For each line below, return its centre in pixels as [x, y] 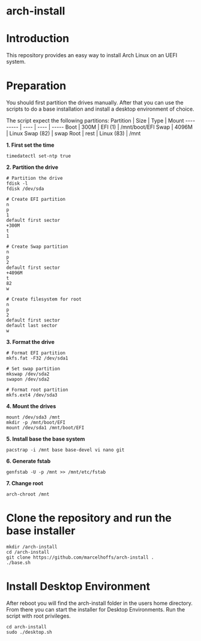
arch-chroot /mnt [28, 494]
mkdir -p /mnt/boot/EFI [36, 423]
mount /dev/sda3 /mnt [33, 417]
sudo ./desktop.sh [29, 632]
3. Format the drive [31, 342]
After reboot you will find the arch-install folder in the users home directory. [100, 603]
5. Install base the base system [46, 439]
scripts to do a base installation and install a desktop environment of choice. [100, 109]
